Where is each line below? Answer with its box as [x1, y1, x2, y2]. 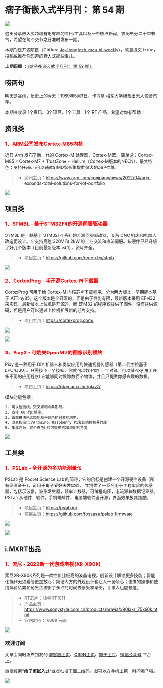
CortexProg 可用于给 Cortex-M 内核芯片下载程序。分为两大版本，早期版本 [5, 289, 153, 295]
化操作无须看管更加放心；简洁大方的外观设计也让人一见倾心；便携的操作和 [5, 579, 154, 585]
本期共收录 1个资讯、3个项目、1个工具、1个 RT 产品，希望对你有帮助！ [5, 109, 146, 115]
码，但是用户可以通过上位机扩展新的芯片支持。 [5, 307, 98, 313]
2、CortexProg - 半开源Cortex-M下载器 [5, 277, 98, 284]
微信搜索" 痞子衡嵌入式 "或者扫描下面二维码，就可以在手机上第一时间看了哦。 [5, 668, 158, 674]
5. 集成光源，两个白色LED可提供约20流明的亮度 [5, 425, 88, 430]
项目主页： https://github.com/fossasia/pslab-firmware [24, 511, 133, 517]
